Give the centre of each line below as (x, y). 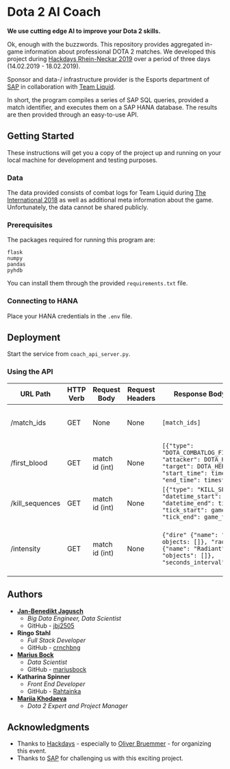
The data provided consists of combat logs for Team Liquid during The (107, 193)
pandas (16, 265)
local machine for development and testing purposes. (82, 160)
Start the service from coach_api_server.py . (69, 354)
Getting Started (41, 136)
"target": (178, 466)
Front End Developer (56, 684)
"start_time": (185, 473)
